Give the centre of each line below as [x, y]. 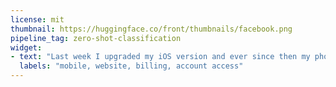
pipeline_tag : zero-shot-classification [96, 38]
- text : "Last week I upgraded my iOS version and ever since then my [160, 57]
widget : [26, 47]
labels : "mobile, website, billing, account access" [131, 66]
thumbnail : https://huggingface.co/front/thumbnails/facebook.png [151, 29]
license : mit [37, 19]
